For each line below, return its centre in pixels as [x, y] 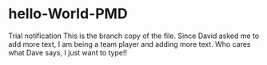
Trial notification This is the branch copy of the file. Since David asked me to [134, 36]
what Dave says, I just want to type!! [68, 52]
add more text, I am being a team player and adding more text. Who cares [130, 44]
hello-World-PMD [68, 14]
